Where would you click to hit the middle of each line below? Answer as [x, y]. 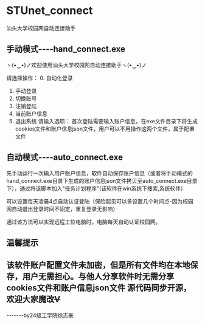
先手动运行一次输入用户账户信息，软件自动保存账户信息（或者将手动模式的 [99, 173]
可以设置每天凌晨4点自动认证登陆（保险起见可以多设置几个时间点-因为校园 [100, 201]
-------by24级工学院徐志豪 [40, 315]
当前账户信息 [31, 114]
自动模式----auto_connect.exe [65, 158]
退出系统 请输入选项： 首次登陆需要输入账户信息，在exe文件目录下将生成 [106, 121]
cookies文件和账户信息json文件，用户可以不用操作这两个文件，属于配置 [105, 129]
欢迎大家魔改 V [33, 299]
